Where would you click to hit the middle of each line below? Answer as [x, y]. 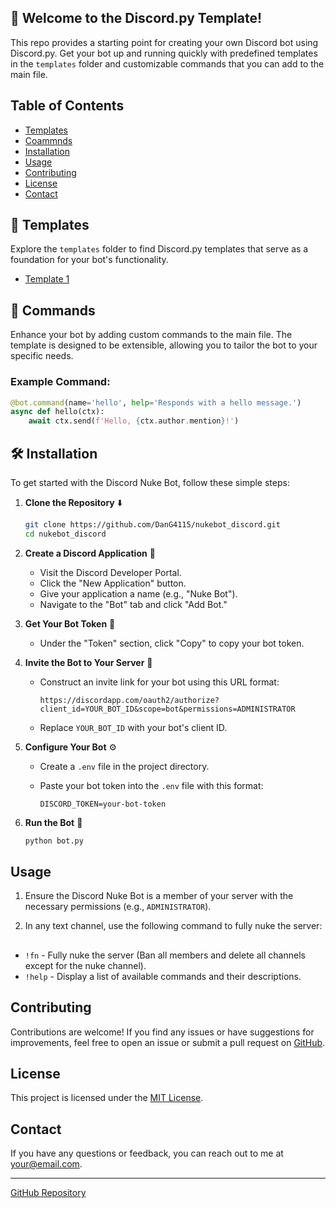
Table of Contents [67, 106]
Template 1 [47, 279]
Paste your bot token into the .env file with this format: [151, 785]
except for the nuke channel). [85, 965]
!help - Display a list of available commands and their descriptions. [163, 976]
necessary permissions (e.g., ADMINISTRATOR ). [118, 907]
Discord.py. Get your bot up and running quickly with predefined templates [164, 53]
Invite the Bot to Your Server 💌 [88, 662]
